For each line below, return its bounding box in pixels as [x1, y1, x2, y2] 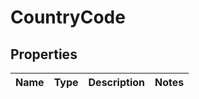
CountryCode [10, 6, 126, 29]
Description [88, 76, 145, 89]
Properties [10, 46, 78, 63]
